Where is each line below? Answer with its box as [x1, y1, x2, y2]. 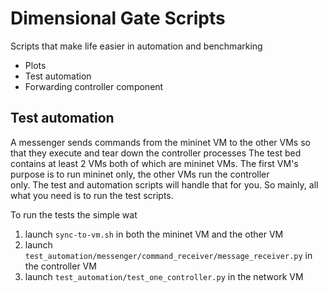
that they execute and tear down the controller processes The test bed [10, 147, 302, 159]
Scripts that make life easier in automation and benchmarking [10, 40, 263, 52]
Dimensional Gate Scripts [10, 7, 226, 30]
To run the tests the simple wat [10, 208, 138, 221]
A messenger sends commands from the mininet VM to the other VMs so [10, 136, 311, 148]
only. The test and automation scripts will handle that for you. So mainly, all [10, 178, 319, 191]
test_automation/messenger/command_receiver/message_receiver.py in [24, 249, 313, 261]
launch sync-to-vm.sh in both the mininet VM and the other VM [24, 228, 284, 240]
